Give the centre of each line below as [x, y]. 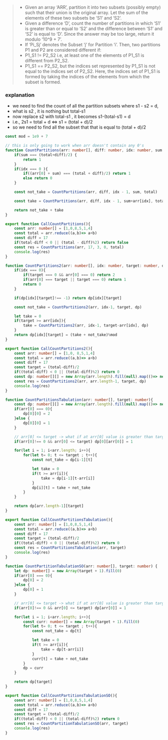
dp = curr [33, 668]
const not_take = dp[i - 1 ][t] [62, 460]
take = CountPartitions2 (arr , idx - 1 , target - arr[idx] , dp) [86, 326]
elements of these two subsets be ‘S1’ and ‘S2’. [73, 18]
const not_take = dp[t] [56, 631]
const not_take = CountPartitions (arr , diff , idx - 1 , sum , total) [86, 192]
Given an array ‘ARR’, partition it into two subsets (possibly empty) [93, 7]
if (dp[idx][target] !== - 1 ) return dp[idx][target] [68, 298]
